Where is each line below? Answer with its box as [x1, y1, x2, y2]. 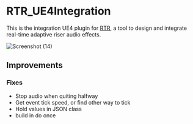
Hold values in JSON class [15, 105, 82, 112]
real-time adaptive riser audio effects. [6, 30, 101, 38]
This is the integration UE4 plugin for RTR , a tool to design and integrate [6, 24, 188, 32]
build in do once [15, 111, 56, 119]
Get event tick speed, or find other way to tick [15, 98, 131, 106]
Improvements [6, 60, 63, 71]
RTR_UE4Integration [6, 4, 111, 18]
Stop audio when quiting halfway [15, 92, 98, 100]
